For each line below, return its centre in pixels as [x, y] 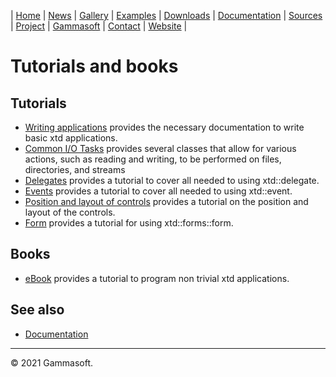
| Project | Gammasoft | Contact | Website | [99, 26]
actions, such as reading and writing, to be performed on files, [153, 159]
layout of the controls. [70, 212]
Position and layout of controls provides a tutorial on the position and [166, 201]
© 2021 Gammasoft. [52, 362]
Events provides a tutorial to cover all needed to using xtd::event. [158, 191]
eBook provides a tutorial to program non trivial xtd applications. [157, 278]
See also [37, 310]
